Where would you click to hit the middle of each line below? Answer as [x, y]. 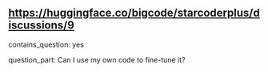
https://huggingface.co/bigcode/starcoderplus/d [134, 13]
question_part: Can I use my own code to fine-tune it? [97, 59]
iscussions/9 [41, 26]
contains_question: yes [46, 44]
